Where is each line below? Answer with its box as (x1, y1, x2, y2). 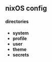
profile (12, 35, 27, 42)
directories (5, 18, 29, 25)
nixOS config (5, 4, 47, 13)
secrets (12, 51, 29, 58)
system (12, 30, 29, 36)
